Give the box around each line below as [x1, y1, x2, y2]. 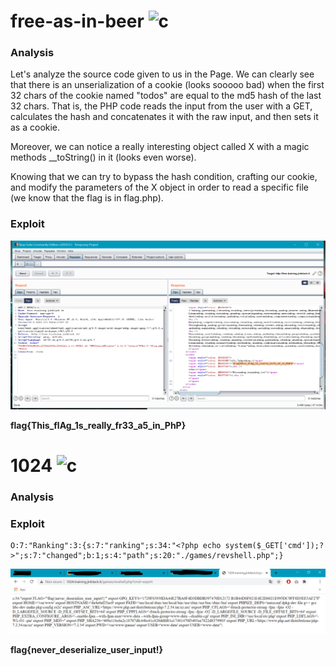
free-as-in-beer [10, 10, 145, 33]
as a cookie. [10, 121, 61, 134]
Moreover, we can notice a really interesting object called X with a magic [10, 141, 310, 153]
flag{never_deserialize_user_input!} [10, 643, 164, 655]
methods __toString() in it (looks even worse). [10, 151, 197, 164]
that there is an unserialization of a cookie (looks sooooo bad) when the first [10, 79, 325, 91]
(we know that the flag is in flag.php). [10, 192, 164, 204]
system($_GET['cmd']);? [224, 541, 325, 551]
